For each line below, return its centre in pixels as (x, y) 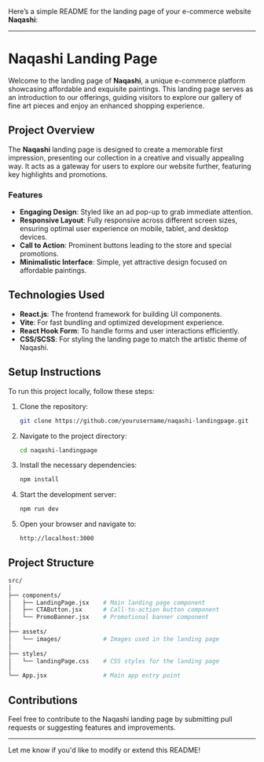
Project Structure (51, 563)
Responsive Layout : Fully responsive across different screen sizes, (128, 220)
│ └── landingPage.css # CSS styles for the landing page (114, 661)
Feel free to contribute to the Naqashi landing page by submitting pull (121, 720)
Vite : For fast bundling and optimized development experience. (122, 322)
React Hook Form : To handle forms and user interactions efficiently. (129, 330)
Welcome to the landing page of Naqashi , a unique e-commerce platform (127, 80)
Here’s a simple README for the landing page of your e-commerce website (130, 11)
